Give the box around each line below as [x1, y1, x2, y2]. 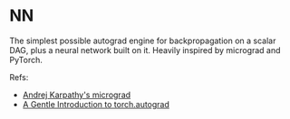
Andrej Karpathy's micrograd [22, 89, 131, 100]
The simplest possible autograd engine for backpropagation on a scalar [9, 35, 276, 46]
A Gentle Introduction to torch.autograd [22, 98, 170, 109]
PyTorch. [9, 54, 43, 65]
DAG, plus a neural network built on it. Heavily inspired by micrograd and [9, 44, 281, 55]
